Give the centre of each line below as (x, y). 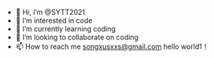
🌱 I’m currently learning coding (66, 29)
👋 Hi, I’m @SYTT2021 (50, 12)
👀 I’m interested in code (54, 20)
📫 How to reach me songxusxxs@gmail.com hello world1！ (112, 46)
